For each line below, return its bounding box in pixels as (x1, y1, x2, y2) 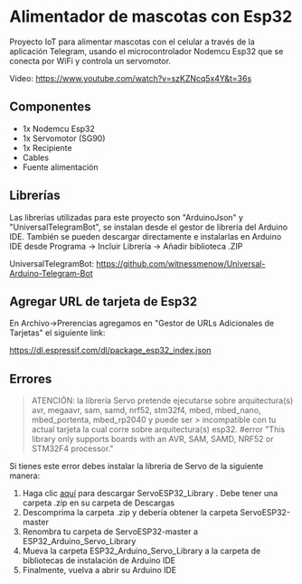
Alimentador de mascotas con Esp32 (9, 6, 293, 27)
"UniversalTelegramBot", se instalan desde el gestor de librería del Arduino (9, 221, 288, 232)
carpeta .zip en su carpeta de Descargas (22, 497, 175, 508)
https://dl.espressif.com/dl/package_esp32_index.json (9, 345, 212, 356)
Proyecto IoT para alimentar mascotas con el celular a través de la (9, 36, 255, 47)
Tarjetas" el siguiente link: (9, 327, 106, 338)
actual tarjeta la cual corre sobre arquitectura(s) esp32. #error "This (31, 424, 286, 435)
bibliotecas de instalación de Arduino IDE (22, 555, 176, 566)
